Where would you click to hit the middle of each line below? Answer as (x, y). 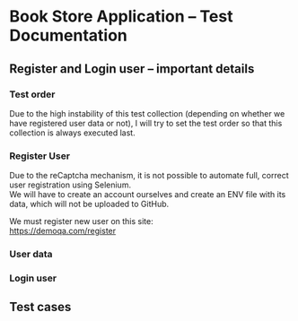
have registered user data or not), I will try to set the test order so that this (146, 123)
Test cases (40, 307)
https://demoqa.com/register (63, 231)
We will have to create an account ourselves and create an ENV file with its (148, 195)
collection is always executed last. (73, 133)
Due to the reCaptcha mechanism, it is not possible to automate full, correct (149, 176)
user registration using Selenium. (70, 185)
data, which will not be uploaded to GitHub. (89, 204)
